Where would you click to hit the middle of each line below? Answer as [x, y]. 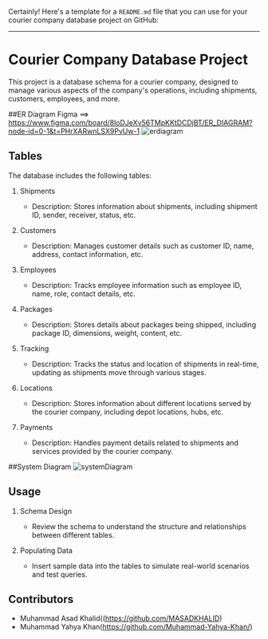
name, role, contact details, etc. [83, 294]
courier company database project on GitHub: [84, 20]
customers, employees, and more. [64, 98]
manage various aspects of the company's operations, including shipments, [133, 90]
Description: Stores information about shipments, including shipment [144, 206]
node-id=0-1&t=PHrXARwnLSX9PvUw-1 [74, 131]
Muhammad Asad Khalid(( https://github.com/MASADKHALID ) [121, 618]
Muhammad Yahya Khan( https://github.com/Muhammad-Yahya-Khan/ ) [136, 627]
